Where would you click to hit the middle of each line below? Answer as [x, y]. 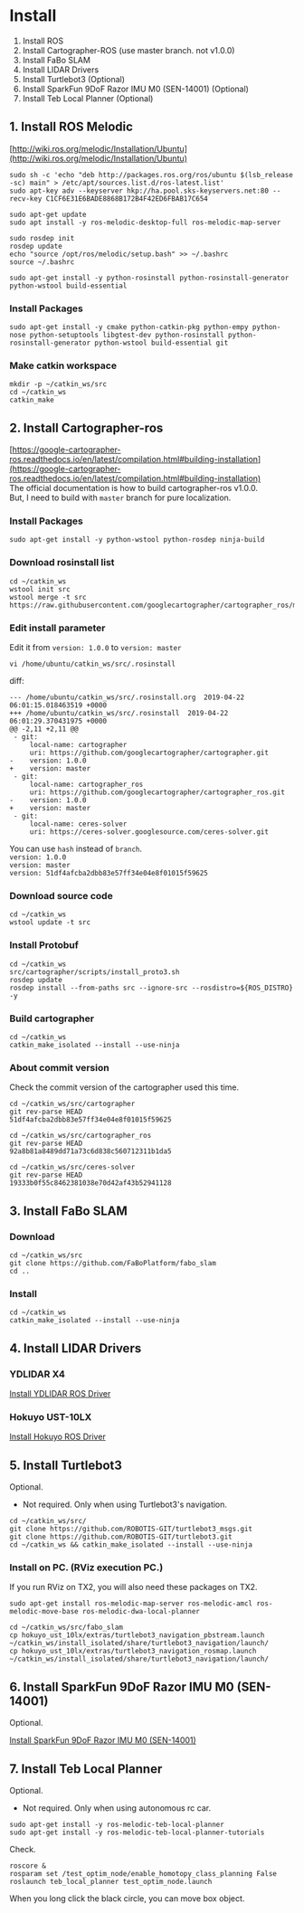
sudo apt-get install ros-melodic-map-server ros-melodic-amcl [131, 1604]
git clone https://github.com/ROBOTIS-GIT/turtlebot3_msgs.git [131, 1529]
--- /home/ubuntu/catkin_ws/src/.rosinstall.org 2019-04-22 [127, 697]
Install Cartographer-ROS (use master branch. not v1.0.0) [128, 50]
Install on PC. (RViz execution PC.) [86, 1567]
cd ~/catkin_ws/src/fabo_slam [66, 1628]
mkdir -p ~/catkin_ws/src [58, 384]
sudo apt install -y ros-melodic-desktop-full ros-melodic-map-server [145, 223]
